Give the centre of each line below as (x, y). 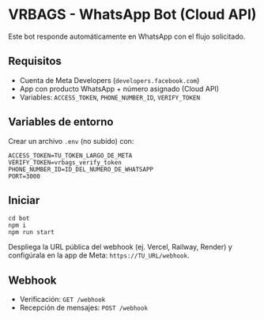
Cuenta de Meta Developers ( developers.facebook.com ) (109, 80)
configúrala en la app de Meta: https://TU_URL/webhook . (99, 255)
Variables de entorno (61, 122)
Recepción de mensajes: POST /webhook (84, 308)
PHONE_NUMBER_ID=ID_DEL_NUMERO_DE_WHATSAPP (81, 169)
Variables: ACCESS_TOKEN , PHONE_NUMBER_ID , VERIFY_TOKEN (109, 97)
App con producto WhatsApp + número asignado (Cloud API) (119, 88)
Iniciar (24, 200)
